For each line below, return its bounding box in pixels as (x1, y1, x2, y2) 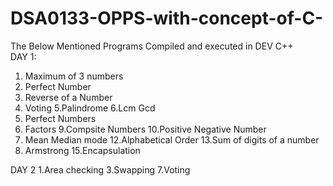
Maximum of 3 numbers (24, 70, 124, 82)
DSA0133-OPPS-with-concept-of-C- (10, 7, 324, 30)
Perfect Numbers (24, 112, 97, 124)
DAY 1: (10, 50, 37, 62)
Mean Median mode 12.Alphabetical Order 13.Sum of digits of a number (24, 133, 320, 146)
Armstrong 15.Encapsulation (24, 144, 141, 156)
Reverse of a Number (24, 91, 113, 103)
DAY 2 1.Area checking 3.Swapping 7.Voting (10, 163, 191, 176)
